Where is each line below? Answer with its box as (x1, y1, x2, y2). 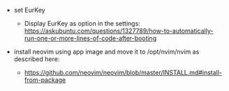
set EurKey (13, 6, 45, 14)
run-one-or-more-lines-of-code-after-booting (24, 34, 157, 42)
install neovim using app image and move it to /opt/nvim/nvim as (13, 48, 200, 56)
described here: (13, 55, 60, 63)
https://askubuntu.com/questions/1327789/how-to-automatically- (24, 27, 214, 35)
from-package (24, 76, 66, 84)
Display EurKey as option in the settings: (24, 19, 141, 27)
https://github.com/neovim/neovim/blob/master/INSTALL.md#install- (24, 69, 222, 76)
